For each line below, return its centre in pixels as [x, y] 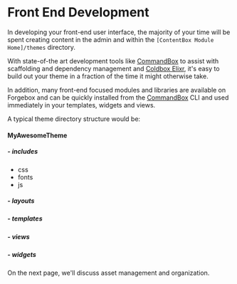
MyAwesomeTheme [37, 135]
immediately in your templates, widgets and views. [81, 105]
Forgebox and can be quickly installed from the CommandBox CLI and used [118, 98]
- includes [23, 152]
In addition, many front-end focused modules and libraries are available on [117, 90]
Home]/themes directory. [42, 47]
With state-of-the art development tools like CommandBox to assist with [113, 61]
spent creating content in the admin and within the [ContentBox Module [111, 39]
